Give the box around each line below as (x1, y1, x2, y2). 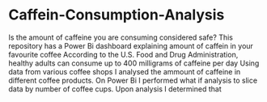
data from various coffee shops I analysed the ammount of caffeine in (8, 66, 241, 76)
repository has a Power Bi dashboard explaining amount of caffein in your (8, 40, 253, 50)
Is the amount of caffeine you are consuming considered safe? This (8, 32, 233, 42)
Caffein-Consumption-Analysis (8, 6, 225, 24)
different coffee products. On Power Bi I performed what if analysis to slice (8, 75, 257, 85)
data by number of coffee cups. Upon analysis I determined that (8, 83, 222, 94)
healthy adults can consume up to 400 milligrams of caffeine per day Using (8, 58, 260, 68)
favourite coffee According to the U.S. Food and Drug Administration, (8, 49, 239, 59)
